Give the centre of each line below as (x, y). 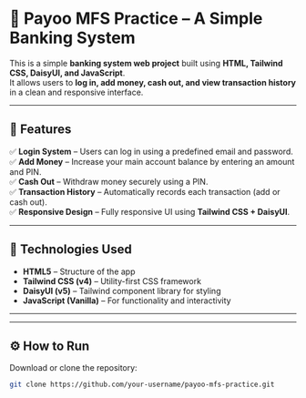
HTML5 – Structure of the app (79, 271)
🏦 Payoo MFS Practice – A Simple (136, 19)
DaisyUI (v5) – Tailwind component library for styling (122, 291)
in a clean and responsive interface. (76, 92)
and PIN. (25, 171)
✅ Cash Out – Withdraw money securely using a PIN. (109, 181)
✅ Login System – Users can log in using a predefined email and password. (151, 151)
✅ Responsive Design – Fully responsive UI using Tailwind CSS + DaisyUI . (150, 211)
